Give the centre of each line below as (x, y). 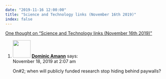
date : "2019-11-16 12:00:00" (36, 10)
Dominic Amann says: (55, 56)
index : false (19, 19)
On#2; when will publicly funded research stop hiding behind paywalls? (87, 71)
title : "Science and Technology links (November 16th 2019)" (71, 14)
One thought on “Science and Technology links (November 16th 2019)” (79, 33)
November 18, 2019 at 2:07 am (44, 61)
